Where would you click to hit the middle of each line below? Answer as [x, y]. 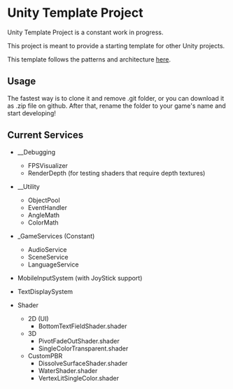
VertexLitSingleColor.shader [78, 378]
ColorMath [43, 222]
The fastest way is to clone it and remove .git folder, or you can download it [116, 98]
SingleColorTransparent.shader [83, 348]
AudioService [47, 249]
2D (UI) [38, 318]
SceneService [48, 257]
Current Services [45, 135]
